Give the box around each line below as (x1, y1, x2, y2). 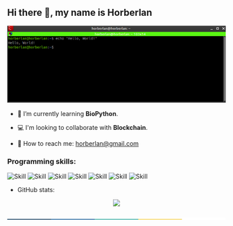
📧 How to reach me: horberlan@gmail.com (17, 139, 139, 147)
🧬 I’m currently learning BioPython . (17, 109, 119, 117)
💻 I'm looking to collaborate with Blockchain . (17, 123, 148, 131)
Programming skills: (7, 156, 76, 166)
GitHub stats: (17, 186, 55, 194)
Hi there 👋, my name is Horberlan (7, 7, 153, 19)
